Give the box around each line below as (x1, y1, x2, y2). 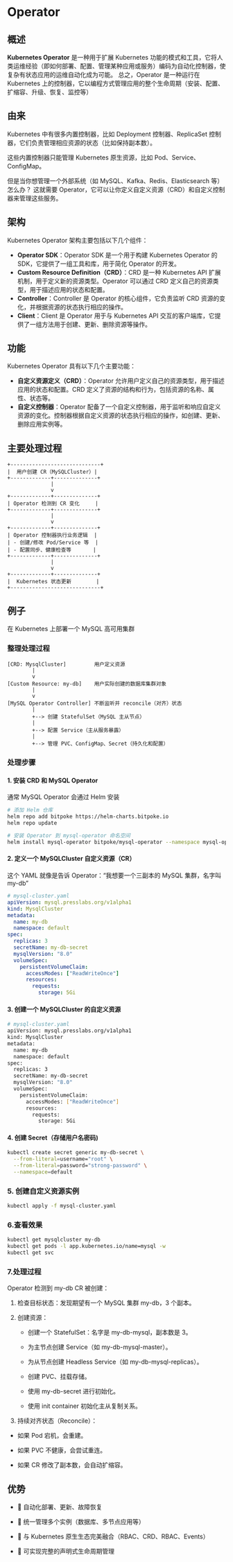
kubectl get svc (7, 1249, 54, 1256)
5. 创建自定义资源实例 (7, 1186, 80, 1196)
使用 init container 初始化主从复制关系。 (27, 1402, 142, 1410)
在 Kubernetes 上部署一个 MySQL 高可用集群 (7, 625, 135, 633)
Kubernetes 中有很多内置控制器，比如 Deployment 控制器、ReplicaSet (7, 130, 208, 138)
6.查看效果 (7, 1220, 43, 1230)
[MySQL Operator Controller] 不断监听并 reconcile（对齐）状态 (7, 700, 182, 707)
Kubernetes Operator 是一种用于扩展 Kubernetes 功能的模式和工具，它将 (7, 53, 217, 61)
